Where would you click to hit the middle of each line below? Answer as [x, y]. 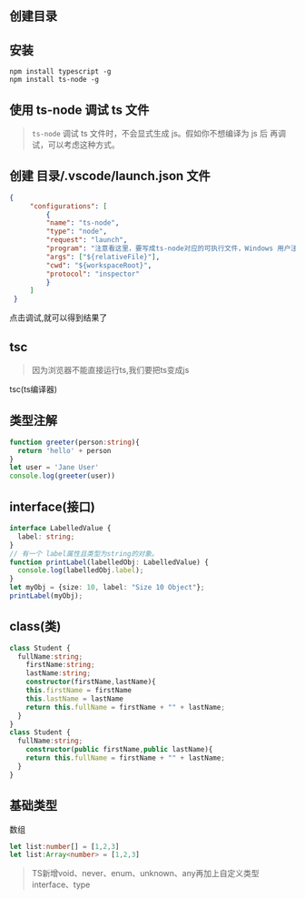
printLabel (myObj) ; [46, 596]
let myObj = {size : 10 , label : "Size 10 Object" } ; [107, 588]
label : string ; [46, 536]
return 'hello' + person [64, 450]
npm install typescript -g [60, 72]
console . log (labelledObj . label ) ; [81, 571]
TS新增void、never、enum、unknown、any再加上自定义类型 [146, 874]
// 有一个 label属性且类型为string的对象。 [84, 553]
